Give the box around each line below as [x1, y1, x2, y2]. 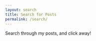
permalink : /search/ [5, 16, 48, 21]
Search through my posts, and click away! [5, 30, 91, 36]
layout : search [5, 7, 37, 12]
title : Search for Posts [5, 12, 57, 17]
